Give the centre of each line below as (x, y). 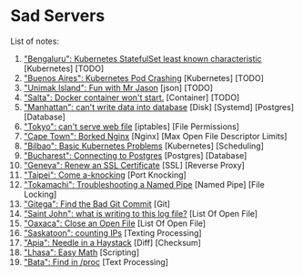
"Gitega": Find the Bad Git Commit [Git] (97, 204)
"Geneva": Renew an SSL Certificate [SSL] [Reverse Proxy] (134, 165)
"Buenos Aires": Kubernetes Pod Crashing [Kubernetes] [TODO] (144, 77)
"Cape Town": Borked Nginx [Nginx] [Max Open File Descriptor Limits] (155, 136)
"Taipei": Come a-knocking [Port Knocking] (105, 175)
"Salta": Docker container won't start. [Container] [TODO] (131, 97)
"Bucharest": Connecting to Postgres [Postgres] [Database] (135, 155)
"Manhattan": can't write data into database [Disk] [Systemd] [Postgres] (159, 107)
